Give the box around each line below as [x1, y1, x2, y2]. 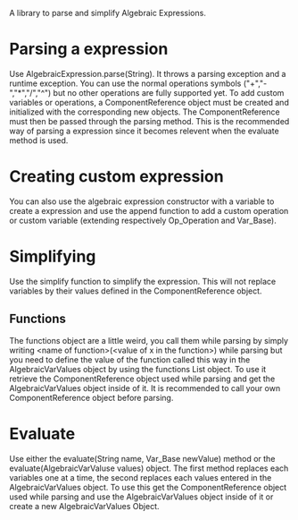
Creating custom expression [9, 166, 225, 187]
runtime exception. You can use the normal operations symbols [9, 78, 242, 89]
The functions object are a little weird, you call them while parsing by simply [9, 335, 288, 345]
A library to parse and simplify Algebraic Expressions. [9, 8, 207, 18]
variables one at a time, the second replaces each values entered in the [9, 472, 272, 482]
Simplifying [9, 246, 96, 267]
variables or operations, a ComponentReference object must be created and [9, 97, 290, 107]
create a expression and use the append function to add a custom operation [9, 205, 289, 216]
